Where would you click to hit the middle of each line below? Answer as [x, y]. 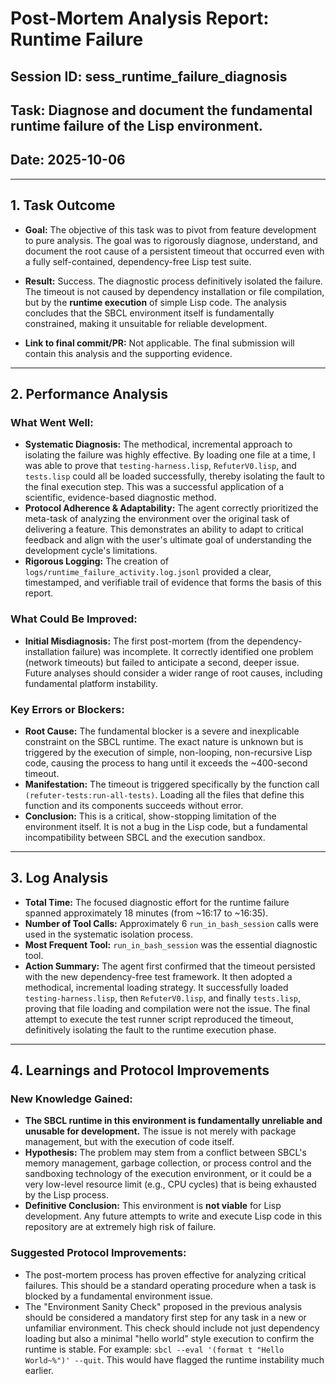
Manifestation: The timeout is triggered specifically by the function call [172, 784]
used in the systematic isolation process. [108, 934]
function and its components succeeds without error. [134, 805]
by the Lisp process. [67, 1195]
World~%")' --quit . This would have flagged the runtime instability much [174, 1359]
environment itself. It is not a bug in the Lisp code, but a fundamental [166, 826]
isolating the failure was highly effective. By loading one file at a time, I [170, 455]
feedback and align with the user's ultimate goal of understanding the [168, 540]
